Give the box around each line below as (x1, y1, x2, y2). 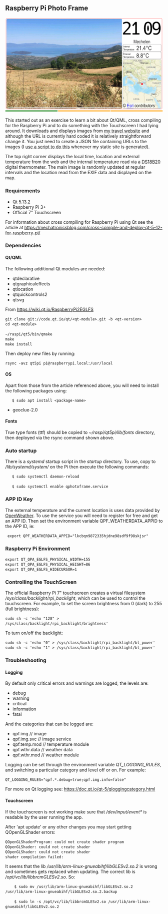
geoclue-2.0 (12, 406, 38, 412)
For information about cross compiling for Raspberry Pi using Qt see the (5, 219, 153, 225)
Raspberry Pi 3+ (12, 204, 46, 210)
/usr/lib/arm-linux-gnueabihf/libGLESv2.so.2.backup (5, 889, 117, 894)
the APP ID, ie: (5, 523, 35, 529)
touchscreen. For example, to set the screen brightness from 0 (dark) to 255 (5, 601, 162, 607)
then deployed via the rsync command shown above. (5, 435, 114, 441)
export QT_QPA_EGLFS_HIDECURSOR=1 (5, 567, 77, 572)
